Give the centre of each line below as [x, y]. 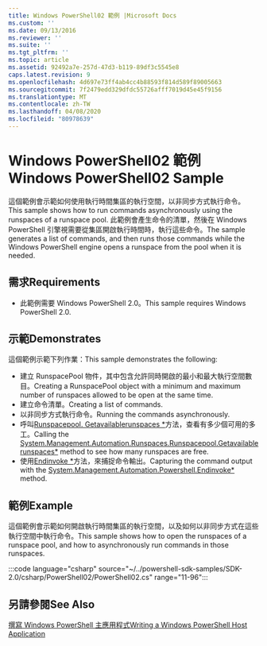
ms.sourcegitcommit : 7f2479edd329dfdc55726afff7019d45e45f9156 [115, 89]
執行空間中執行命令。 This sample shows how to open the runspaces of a [128, 536]
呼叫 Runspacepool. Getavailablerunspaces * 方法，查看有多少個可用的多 [137, 424]
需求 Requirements [54, 282]
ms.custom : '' [32, 23]
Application [27, 634]
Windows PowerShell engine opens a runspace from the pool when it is [125, 246]
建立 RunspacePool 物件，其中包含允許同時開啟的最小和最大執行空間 [132, 376]
